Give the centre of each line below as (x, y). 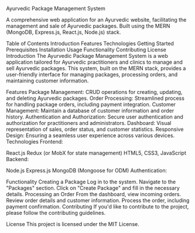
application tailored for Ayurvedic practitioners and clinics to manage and (95, 62)
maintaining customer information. (47, 81)
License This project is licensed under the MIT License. (73, 224)
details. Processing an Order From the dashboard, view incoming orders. (94, 194)
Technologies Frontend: (35, 142)
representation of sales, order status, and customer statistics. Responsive (95, 129)
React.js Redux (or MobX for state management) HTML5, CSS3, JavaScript (96, 153)
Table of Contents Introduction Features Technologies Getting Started (90, 44)
